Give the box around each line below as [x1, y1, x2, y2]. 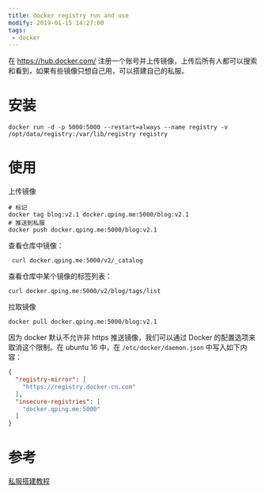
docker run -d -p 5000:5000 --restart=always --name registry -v [8, 123, 228, 131]
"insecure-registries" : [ [15, 397, 101, 405]
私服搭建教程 [8, 476, 50, 486]
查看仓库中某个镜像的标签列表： [8, 272, 112, 281]
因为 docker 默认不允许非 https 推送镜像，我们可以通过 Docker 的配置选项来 [8, 333, 256, 342]
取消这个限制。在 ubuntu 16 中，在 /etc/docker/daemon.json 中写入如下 [8, 343, 240, 352]
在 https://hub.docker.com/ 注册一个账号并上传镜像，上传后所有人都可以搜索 [8, 56, 258, 66]
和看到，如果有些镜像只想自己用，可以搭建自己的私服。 [8, 66, 188, 76]
